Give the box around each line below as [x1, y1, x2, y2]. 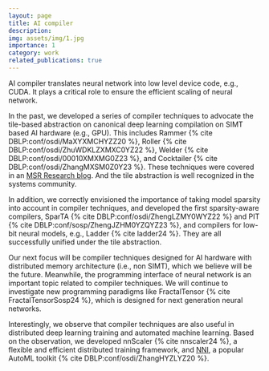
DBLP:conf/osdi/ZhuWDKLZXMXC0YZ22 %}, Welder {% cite [8, 145, 209, 155]
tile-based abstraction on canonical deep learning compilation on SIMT [8, 119, 243, 129]
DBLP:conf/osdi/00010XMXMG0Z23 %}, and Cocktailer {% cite [8, 153, 218, 163]
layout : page [8, 11, 52, 20]
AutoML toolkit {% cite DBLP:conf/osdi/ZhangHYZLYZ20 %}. [8, 353, 210, 363]
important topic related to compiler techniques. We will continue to [8, 278, 229, 288]
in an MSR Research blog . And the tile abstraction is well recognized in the [8, 170, 255, 180]
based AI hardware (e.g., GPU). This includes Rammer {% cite [8, 127, 213, 137]
